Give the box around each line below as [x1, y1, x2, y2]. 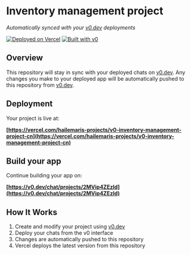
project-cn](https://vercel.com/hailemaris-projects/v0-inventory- [6, 133, 175, 140]
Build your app [6, 156, 61, 166]
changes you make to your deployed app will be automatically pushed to [6, 75, 184, 82]
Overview [6, 53, 44, 63]
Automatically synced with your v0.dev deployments [6, 24, 135, 31]
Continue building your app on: [6, 172, 82, 179]
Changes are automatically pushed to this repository [14, 236, 144, 243]
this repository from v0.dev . [6, 81, 75, 88]
